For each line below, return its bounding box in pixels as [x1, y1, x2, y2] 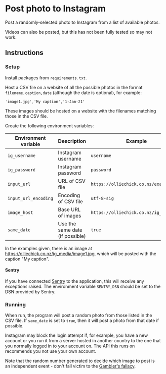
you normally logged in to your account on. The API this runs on [5, 343, 135, 349]
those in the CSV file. [5, 113, 48, 119]
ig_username [7, 153, 36, 159]
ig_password [7, 167, 36, 172]
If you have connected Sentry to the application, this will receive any [5, 278, 144, 284]
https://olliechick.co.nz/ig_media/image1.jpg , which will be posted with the [5, 251, 157, 257]
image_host [7, 210, 33, 215]
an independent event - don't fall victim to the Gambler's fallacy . [5, 363, 136, 369]
